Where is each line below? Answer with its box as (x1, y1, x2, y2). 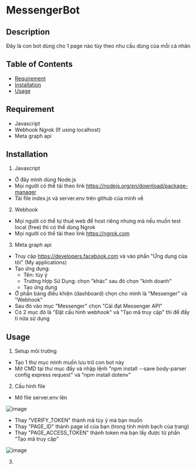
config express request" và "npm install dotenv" (14, 372, 131, 379)
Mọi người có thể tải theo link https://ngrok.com (14, 230, 130, 237)
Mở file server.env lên (14, 394, 67, 401)
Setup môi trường (14, 348, 57, 355)
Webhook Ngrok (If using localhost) (14, 126, 101, 133)
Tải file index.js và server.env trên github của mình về (14, 195, 144, 202)
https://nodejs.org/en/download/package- (86, 182, 188, 189)
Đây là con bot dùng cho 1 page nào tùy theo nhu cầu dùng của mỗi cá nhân (6, 42, 191, 49)
